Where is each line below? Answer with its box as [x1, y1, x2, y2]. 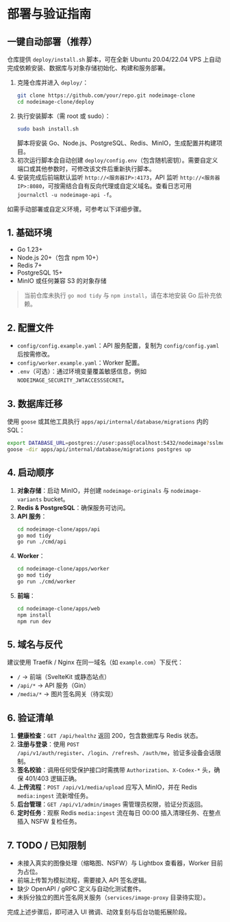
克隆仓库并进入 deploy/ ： [16, 78, 89, 87]
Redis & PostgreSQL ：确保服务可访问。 [16, 503, 129, 511]
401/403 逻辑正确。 [25, 774, 81, 783]
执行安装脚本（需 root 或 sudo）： [16, 111, 111, 120]
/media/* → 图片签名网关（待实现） [16, 690, 118, 698]
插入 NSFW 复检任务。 [16, 818, 81, 826]
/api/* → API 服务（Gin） [16, 681, 90, 690]
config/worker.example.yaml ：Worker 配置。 [16, 358, 144, 367]
